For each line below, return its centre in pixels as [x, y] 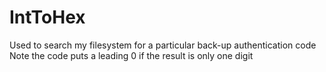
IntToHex [47, 17]
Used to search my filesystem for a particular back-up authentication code [163, 45]
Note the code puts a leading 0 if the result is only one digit [131, 55]
